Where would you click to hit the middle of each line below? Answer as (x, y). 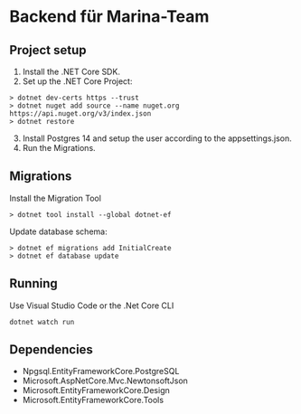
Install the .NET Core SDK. (71, 71)
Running (34, 283)
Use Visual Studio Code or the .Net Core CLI (92, 306)
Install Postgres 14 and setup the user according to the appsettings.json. (157, 138)
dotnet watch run (42, 322)
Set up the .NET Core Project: (77, 81)
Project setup (48, 50)
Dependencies (51, 350)
